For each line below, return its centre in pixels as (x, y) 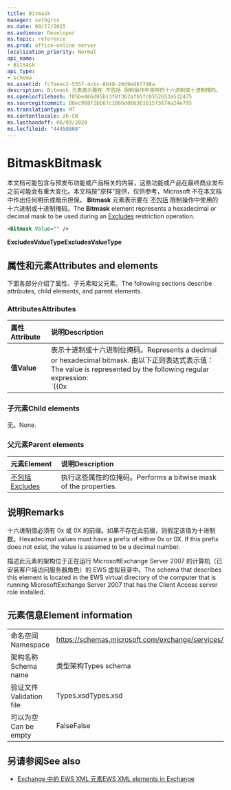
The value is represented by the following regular (130, 369)
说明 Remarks (36, 513)
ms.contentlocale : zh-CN (43, 116)
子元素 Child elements (44, 408)
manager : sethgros (33, 20)
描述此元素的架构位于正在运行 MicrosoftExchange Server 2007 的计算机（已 (115, 561)
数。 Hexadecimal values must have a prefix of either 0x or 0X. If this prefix (113, 539)
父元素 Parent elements (46, 444)
